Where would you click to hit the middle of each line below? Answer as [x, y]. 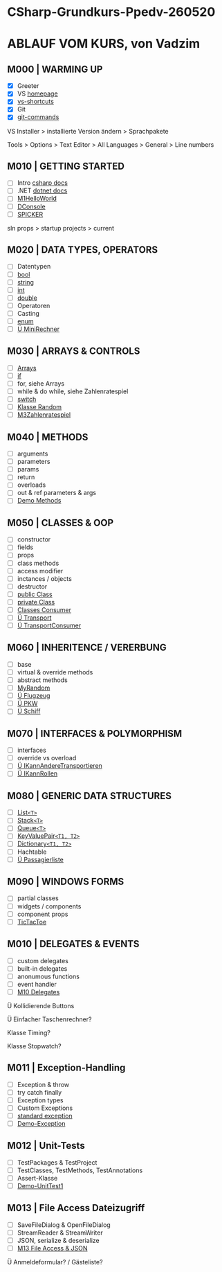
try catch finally [39, 1092]
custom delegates [43, 960]
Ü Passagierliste [40, 859]
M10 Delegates [38, 992]
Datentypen [34, 267]
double [27, 298]
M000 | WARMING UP [55, 69]
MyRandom [34, 688]
